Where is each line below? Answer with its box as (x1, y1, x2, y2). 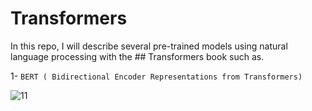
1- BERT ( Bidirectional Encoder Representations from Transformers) (10, 70, 303, 82)
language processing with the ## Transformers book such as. (10, 50, 265, 62)
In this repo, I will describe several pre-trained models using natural (10, 40, 288, 52)
